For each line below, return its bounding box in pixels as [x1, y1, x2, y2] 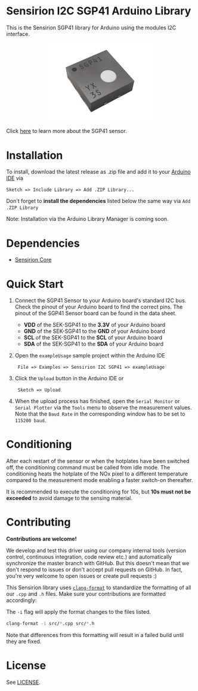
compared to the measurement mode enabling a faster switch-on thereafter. [6, 477, 193, 484]
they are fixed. [6, 638, 42, 645]
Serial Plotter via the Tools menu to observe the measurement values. [14, 404, 192, 411]
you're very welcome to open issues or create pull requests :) [6, 572, 157, 580]
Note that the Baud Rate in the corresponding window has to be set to [14, 410, 185, 417]
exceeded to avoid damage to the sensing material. [6, 495, 133, 502]
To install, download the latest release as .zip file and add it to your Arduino [6, 168, 191, 175]
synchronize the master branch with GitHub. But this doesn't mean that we [6, 560, 190, 567]
